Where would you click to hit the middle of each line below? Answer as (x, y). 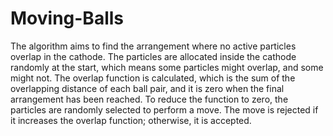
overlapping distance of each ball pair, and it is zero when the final (147, 88)
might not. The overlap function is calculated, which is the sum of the (153, 78)
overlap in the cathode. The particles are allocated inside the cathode (153, 56)
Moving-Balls (67, 18)
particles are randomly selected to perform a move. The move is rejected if (164, 109)
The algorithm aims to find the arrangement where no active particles (153, 46)
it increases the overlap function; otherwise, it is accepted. (131, 120)
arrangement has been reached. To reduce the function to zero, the (149, 99)
